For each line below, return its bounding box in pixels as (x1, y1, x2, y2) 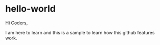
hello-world (5, 3, 56, 15)
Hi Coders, (5, 20, 28, 26)
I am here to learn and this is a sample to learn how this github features (5, 29, 155, 35)
